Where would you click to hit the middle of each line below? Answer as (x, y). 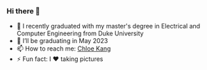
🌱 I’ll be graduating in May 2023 (62, 41)
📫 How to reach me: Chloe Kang (64, 49)
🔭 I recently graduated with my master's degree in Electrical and (108, 26)
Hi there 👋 (24, 11)
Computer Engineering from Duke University (80, 33)
